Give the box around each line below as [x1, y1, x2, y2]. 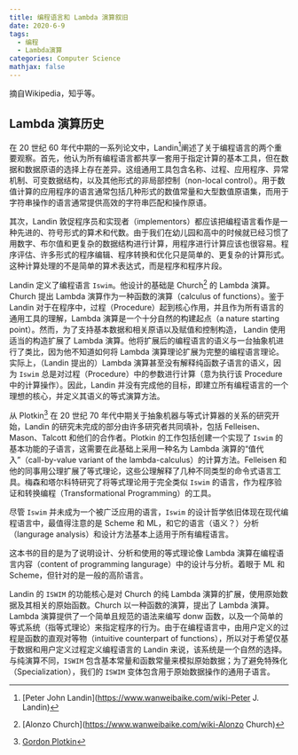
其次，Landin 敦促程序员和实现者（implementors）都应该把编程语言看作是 [9, 216, 281, 227]
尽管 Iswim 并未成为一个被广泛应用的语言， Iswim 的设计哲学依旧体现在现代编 [9, 507, 289, 517]
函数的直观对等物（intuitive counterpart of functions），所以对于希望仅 [24, 633, 281, 643]
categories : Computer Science [9, 54, 122, 63]
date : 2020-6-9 [9, 21, 66, 30]
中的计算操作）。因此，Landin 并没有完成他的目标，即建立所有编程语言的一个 [9, 380, 289, 390]
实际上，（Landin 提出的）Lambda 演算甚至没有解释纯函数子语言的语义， [9, 358, 274, 368]
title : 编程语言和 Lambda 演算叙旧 [9, 12, 129, 22]
